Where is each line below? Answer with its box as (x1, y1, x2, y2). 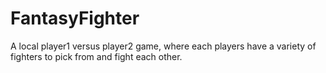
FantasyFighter (10, 7, 140, 30)
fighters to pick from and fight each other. (10, 50, 183, 62)
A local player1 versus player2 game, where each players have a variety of (10, 40, 317, 52)
